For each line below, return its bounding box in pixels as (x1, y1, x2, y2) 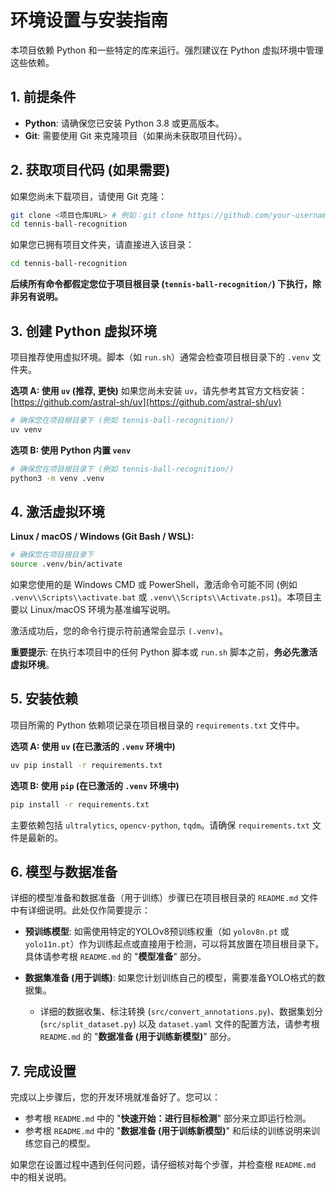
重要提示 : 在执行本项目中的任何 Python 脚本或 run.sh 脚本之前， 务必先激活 (10, 646, 318, 658)
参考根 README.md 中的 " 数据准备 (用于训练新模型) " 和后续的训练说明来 (24, 1125, 312, 1137)
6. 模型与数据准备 (10, 864, 118, 881)
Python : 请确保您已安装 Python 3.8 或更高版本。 (24, 117, 225, 129)
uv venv (10, 424, 43, 435)
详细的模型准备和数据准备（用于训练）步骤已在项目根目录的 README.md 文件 (10, 892, 319, 904)
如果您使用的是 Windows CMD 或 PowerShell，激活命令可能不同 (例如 (10, 579, 298, 591)
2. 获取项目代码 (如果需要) (10, 162, 171, 179)
